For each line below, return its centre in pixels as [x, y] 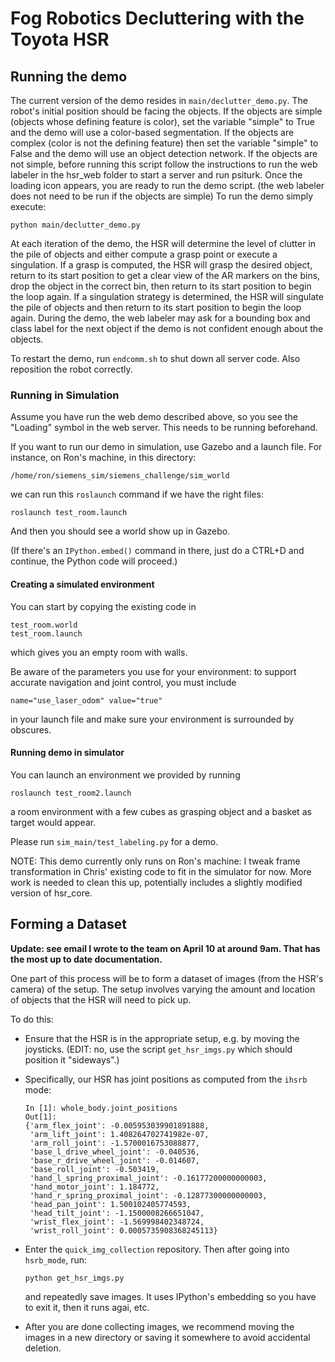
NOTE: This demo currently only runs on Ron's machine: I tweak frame [155, 861]
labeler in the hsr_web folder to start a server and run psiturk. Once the [156, 175]
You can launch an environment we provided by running [125, 774]
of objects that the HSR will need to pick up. [101, 999]
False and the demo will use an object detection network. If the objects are [164, 153]
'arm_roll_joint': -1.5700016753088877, [115, 1143]
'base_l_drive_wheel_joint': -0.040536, [115, 1152]
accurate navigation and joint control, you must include [123, 682]
